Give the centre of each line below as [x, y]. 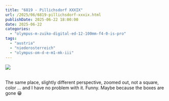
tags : [11, 39]
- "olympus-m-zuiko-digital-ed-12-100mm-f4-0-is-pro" [68, 34]
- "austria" [23, 43]
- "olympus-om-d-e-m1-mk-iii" [42, 53]
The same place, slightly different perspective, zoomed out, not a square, [82, 82]
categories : [18, 29]
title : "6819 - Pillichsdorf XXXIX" [44, 10]
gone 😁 [13, 93]
